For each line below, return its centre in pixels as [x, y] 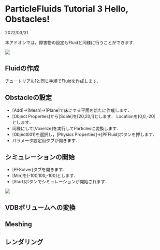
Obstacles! [27, 19]
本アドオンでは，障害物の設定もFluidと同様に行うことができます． [71, 43]
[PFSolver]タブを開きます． [39, 170]
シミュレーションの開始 [40, 157]
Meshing [19, 224]
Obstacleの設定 [29, 98]
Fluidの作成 [22, 68]
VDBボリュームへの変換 [40, 207]
